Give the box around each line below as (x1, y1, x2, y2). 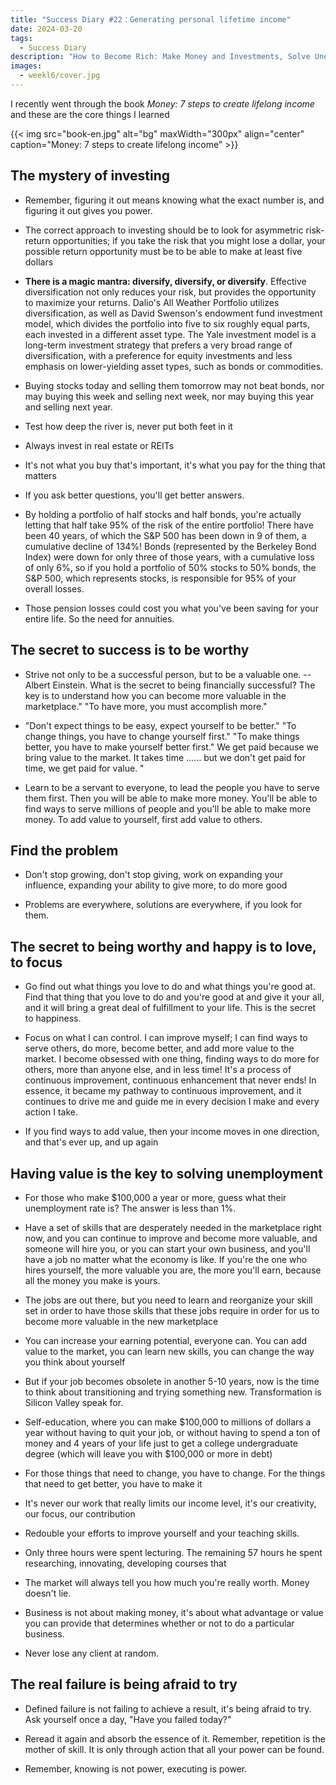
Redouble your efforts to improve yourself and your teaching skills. (24, 1527, 300, 1539)
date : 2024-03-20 (10, 24, 83, 34)
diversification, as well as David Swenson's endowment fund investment (24, 307, 323, 319)
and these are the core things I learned (10, 108, 170, 120)
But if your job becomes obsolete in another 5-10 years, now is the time (24, 1375, 320, 1387)
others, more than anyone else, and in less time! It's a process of (24, 1064, 292, 1076)
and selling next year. (24, 401, 113, 413)
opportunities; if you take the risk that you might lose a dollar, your (52, 234, 326, 246)
